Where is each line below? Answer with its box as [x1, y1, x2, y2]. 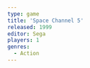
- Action [13, 50, 40, 57]
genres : [7, 43, 30, 50]
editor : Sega [7, 30, 46, 38]
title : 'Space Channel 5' [7, 17, 84, 24]
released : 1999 [7, 23, 52, 30]
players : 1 [7, 37, 40, 44]
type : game [7, 10, 40, 18]
